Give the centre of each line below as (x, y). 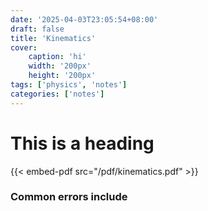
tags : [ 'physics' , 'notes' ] (69, 85)
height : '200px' (62, 76)
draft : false (37, 29)
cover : (24, 47)
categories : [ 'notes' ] (57, 94)
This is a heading (82, 143)
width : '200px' (60, 66)
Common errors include (69, 197)
